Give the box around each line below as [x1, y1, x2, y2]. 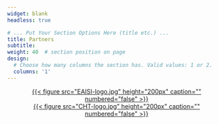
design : [7, 55, 30, 63]
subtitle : [7, 42, 36, 49]
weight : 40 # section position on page [7, 49, 126, 56]
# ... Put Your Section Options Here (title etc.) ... [7, 29, 169, 36]
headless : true [7, 17, 51, 24]
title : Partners [7, 36, 54, 42]
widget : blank [7, 10, 49, 17]
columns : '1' [13, 68, 51, 75]
